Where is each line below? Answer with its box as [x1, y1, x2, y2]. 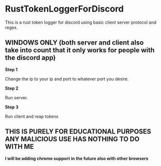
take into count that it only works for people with [5, 46, 155, 54]
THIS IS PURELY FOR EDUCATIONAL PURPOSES [5, 127, 151, 136]
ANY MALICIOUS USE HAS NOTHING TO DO [5, 135, 140, 143]
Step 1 [5, 66, 18, 72]
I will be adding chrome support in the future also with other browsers [5, 155, 149, 161]
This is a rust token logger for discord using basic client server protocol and [5, 19, 157, 25]
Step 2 [5, 85, 18, 91]
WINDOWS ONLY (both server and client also [5, 39, 144, 47]
